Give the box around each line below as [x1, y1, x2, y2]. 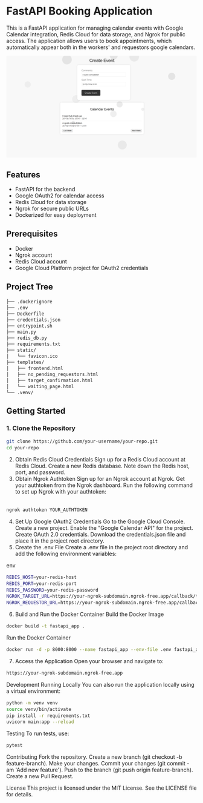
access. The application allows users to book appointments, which [6, 37, 172, 44]
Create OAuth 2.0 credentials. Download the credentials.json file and [14, 530, 186, 538]
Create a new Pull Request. [6, 773, 74, 780]
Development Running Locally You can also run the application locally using [6, 681, 195, 688]
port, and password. [14, 469, 66, 476]
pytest [6, 742, 23, 748]
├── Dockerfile [6, 311, 45, 317]
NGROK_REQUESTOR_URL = [6, 600, 61, 606]
